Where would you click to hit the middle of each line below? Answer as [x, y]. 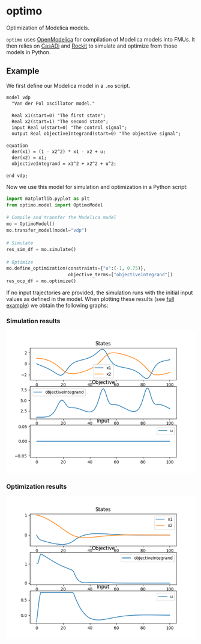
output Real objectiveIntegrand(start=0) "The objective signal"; [96, 134]
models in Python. [28, 52]
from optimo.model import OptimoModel [55, 205]
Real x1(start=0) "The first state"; [59, 116]
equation [17, 146]
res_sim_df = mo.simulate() [41, 249]
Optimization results [37, 487]
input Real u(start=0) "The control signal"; [70, 128]
